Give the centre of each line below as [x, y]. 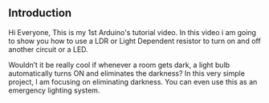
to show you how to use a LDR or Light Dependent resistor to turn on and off [134, 41]
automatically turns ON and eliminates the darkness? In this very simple [126, 73]
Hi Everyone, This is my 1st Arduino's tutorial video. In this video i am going [132, 32]
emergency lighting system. [54, 90]
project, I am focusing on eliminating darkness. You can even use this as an [133, 81]
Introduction [40, 13]
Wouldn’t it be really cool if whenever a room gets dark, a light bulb [119, 65]
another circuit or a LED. [48, 49]
